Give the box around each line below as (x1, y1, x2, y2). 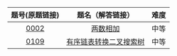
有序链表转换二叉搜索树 (66, 37, 145, 46)
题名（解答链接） (77, 10, 134, 20)
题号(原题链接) (11, 10, 60, 20)
